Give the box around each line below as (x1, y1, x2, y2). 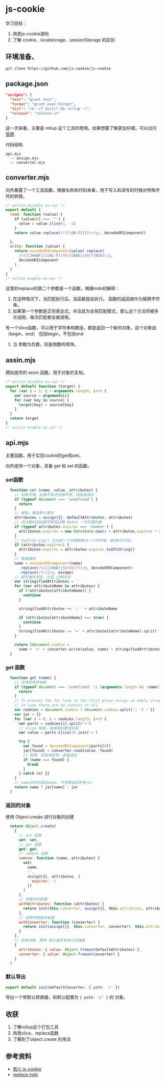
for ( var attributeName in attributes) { (14, 584, 100, 589)
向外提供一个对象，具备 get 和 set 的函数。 (5, 463, 92, 469)
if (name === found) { (23, 757, 70, 762)
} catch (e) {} (18, 771, 50, 776)
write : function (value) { (10, 244, 65, 249)
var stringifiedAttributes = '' (14, 579, 80, 584)
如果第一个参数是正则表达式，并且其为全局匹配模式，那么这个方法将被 (12, 308, 155, 314)
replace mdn (12, 1072, 39, 1078)
